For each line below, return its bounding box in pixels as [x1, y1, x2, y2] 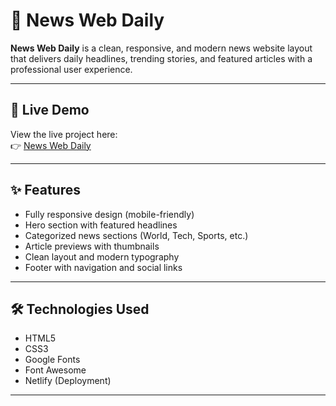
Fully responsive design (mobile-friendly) [24, 208, 195, 220]
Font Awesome [24, 364, 87, 376]
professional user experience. [10, 63, 133, 75]
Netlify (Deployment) [24, 375, 112, 387]
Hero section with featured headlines [24, 219, 178, 231]
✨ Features [10, 182, 81, 199]
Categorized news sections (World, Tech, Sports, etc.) [24, 229, 249, 241]
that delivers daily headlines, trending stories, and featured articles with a [10, 52, 313, 64]
